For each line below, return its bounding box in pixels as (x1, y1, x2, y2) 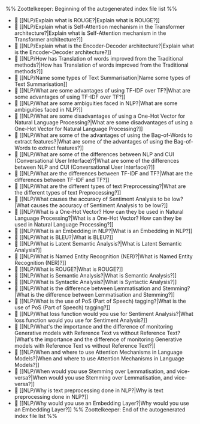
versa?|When (14, 374, 47, 381)
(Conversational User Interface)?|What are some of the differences (14, 157, 180, 164)
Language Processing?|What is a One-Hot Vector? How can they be (14, 214, 182, 222)
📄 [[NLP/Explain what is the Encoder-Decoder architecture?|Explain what (14, 42, 195, 49)
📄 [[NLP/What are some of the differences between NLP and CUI (14, 151, 174, 158)
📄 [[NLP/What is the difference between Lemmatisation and (14, 285, 162, 292)
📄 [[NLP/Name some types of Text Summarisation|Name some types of (14, 74, 191, 81)
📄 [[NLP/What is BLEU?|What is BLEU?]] (14, 234, 113, 241)
